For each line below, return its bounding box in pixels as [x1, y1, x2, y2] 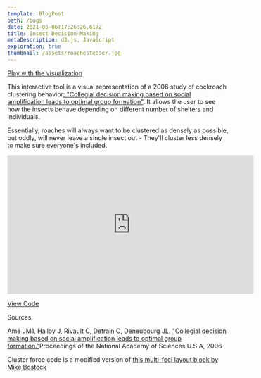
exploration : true [7, 43, 61, 50]
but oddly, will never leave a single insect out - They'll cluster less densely [7, 133, 223, 141]
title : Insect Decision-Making [7, 30, 99, 37]
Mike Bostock [7, 363, 47, 371]
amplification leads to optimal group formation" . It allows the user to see [7, 97, 216, 106]
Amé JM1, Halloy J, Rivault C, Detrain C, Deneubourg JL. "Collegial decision [7, 327, 227, 335]
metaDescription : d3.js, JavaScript [7, 37, 115, 44]
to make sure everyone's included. [7, 141, 108, 149]
